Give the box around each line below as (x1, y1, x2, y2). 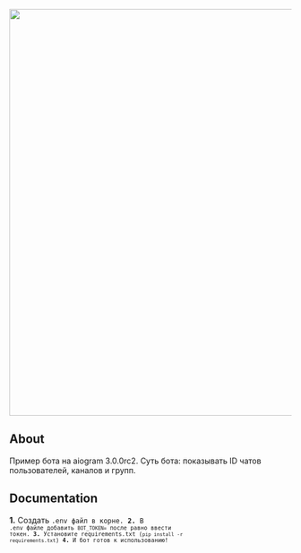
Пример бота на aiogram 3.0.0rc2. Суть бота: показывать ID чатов (9, 455, 262, 466)
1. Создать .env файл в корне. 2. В (9, 514, 144, 525)
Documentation (9, 491, 99, 506)
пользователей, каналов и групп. (9, 464, 136, 475)
